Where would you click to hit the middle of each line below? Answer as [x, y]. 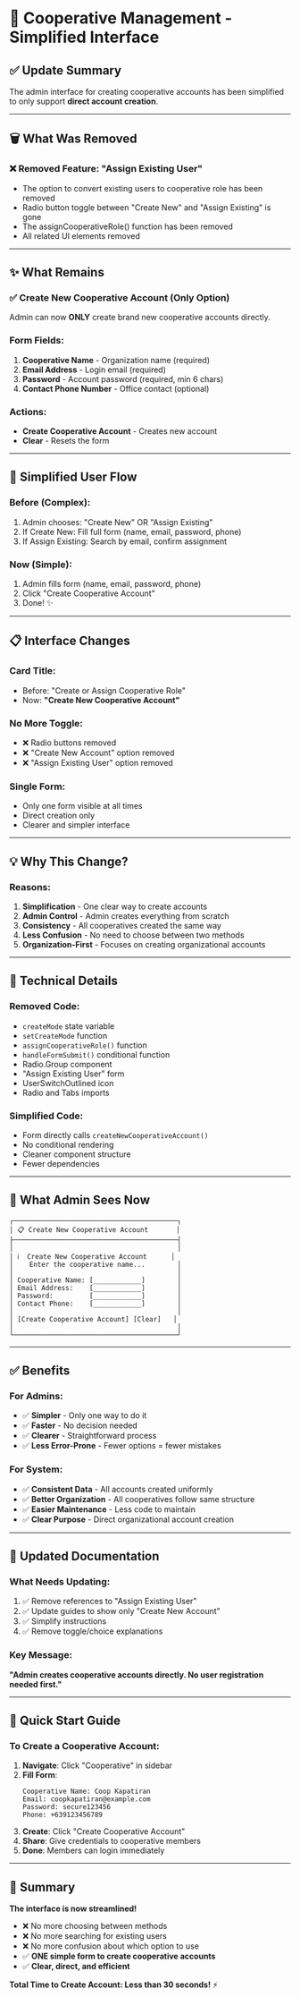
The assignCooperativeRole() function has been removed [128, 226]
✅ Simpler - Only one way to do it [84, 1415]
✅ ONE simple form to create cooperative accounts [119, 1956]
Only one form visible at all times [82, 806]
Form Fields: [37, 341]
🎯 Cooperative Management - [121, 18]
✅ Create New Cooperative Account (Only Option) [120, 297]
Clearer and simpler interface [76, 825]
